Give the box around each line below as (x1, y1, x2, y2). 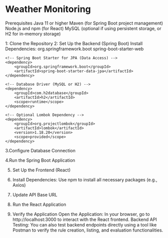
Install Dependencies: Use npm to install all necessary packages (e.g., (12, 176, 157, 182)
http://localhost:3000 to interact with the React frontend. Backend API (12, 216, 157, 222)
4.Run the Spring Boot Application (5, 157, 75, 163)
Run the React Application (12, 201, 66, 207)
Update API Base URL (12, 191, 58, 197)
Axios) (12, 182, 26, 188)
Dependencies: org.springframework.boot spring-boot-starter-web (5, 46, 144, 52)
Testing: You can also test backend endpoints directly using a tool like (12, 221, 157, 227)
